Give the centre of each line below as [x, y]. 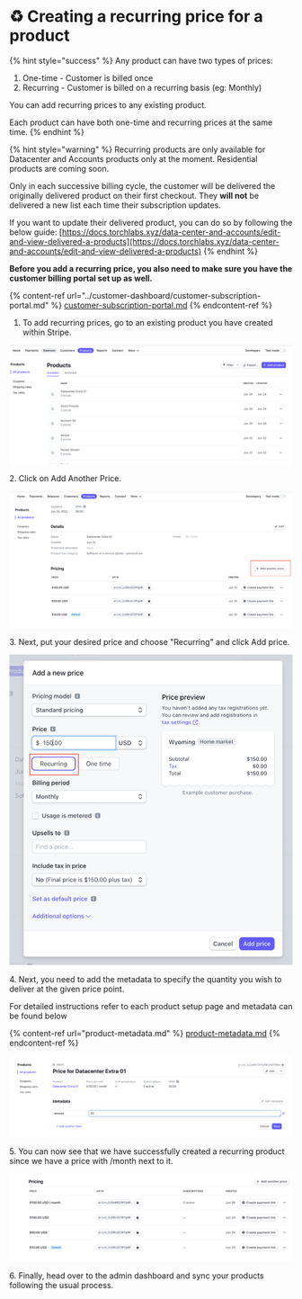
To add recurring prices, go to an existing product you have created [147, 322]
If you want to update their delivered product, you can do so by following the [151, 222]
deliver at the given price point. [67, 989]
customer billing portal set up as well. [81, 278]
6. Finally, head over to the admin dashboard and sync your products [137, 1276]
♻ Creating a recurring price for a [136, 17]
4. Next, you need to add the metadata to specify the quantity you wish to [146, 979]
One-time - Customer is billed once [88, 77]
